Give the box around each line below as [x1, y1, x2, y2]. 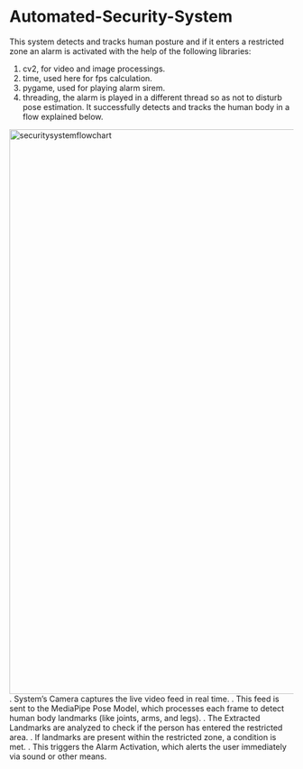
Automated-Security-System [9, 6, 233, 27]
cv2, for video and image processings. [22, 63, 166, 74]
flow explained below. [22, 111, 104, 122]
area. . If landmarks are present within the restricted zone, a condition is [9, 731, 277, 742]
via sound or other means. [9, 751, 107, 762]
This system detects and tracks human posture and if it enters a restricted [9, 36, 284, 47]
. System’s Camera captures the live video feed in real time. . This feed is [9, 693, 280, 704]
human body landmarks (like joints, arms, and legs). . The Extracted [9, 712, 261, 723]
